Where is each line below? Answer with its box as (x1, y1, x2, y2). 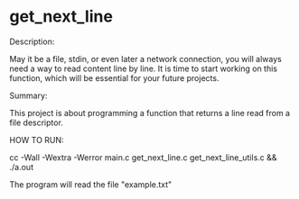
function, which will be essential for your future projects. (9, 72, 220, 83)
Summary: (9, 90, 48, 101)
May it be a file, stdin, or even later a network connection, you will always (9, 53, 282, 64)
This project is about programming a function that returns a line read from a (9, 107, 291, 118)
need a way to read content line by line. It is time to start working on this (9, 63, 278, 74)
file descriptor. (9, 117, 63, 128)
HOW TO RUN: (9, 134, 65, 145)
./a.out (9, 161, 34, 172)
